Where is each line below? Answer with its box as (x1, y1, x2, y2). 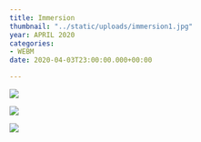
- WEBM (9, 47, 35, 56)
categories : (9, 38, 55, 48)
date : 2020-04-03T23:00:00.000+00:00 (9, 56, 153, 65)
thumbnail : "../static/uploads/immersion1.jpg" (9, 22, 194, 31)
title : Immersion (9, 13, 75, 23)
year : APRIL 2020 (9, 30, 75, 39)
